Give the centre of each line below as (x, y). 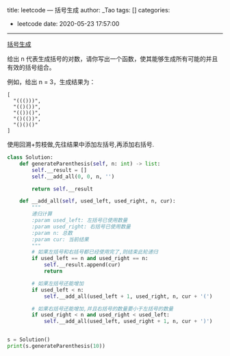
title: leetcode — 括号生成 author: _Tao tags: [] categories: (89, 10)
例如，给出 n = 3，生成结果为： (51, 82)
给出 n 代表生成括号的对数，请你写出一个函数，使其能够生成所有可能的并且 (113, 59)
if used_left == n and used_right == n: (90, 259)
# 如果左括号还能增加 (58, 283)
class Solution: (30, 157)
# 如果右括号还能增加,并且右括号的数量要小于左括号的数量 (102, 309)
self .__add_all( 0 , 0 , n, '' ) (73, 177)
